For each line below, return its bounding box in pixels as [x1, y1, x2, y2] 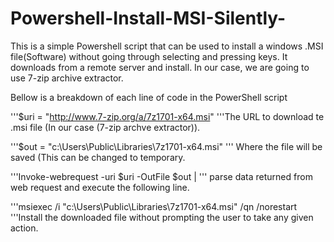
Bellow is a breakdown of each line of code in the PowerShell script [10, 91, 288, 103]
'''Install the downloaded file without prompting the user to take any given [10, 211, 314, 223]
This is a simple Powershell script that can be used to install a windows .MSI [10, 40, 324, 52]
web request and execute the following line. [10, 181, 190, 193]
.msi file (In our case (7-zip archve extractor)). [10, 121, 201, 133]
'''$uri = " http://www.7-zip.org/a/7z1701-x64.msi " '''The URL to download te [10, 110, 325, 122]
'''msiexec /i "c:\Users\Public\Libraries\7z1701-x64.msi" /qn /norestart [10, 200, 298, 212]
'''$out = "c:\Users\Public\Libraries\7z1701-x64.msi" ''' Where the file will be [10, 140, 323, 152]
